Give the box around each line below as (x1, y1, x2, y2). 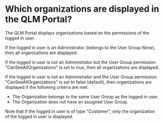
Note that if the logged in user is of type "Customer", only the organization (5, 108, 155, 114)
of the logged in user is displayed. (5, 113, 73, 119)
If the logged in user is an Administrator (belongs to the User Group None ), (5, 44, 156, 50)
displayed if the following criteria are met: (5, 84, 89, 90)
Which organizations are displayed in (5, 3, 160, 15)
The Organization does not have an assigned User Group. (12, 99, 129, 104)
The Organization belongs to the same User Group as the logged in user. (12, 94, 159, 100)
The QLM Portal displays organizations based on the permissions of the (5, 30, 150, 36)
